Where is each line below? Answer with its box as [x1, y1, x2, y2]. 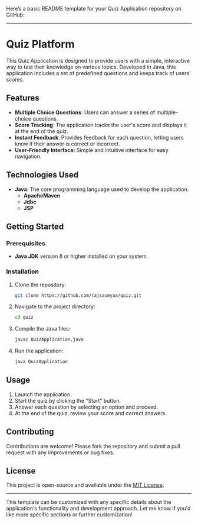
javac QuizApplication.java [14, 337, 84, 342]
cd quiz [14, 315, 34, 321]
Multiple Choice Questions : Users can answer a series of [14, 109, 155, 116]
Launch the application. [14, 390, 72, 398]
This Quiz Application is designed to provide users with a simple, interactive [6, 57, 190, 64]
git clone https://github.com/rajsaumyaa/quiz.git [14, 292, 142, 298]
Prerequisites [6, 239, 45, 247]
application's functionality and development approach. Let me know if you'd [6, 505, 191, 512]
